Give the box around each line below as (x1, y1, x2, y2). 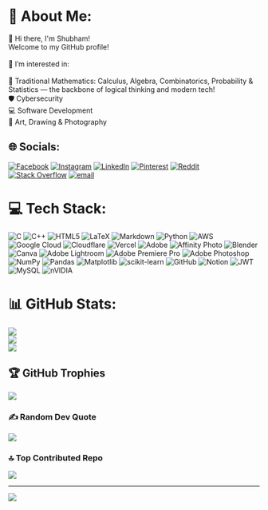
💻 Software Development (8, 106, 93, 115)
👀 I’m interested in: (8, 59, 70, 69)
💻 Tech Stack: (8, 199, 107, 217)
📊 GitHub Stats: (8, 295, 117, 313)
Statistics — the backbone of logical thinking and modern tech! (8, 84, 215, 94)
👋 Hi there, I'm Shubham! (8, 34, 90, 43)
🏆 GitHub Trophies (8, 367, 106, 381)
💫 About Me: (8, 7, 93, 26)
